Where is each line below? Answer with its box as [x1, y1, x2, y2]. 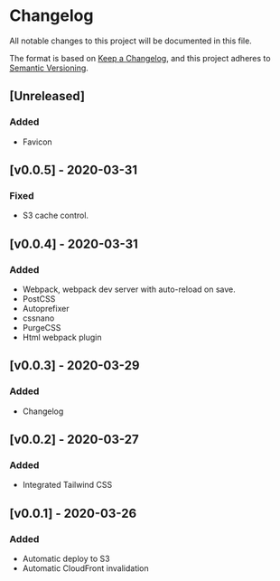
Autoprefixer [22, 304, 70, 314]
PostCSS [22, 294, 56, 304]
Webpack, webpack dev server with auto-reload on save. [22, 284, 237, 295]
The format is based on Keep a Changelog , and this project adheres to [9, 52, 271, 63]
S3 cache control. [22, 210, 89, 221]
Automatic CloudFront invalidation [22, 563, 149, 574]
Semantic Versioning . [9, 62, 89, 73]
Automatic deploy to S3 [22, 553, 110, 565]
